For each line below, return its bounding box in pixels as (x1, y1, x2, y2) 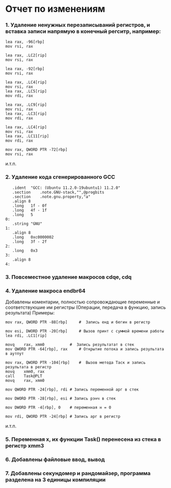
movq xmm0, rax (5, 369, 45, 374)
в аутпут (5, 351, 24, 356)
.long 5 (12, 212, 33, 217)
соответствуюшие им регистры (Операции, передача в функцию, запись (5, 304, 166, 310)
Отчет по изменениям (5, 3, 105, 15)
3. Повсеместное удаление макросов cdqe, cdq (5, 273, 132, 280)
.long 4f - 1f (12, 207, 47, 213)
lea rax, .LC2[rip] (5, 53, 47, 58)
